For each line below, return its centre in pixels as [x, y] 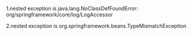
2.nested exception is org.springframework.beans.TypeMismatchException [96, 26]
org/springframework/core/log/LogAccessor [60, 15]
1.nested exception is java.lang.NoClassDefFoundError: [72, 8]
